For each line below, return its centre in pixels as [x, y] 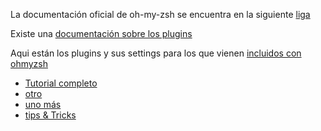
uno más [43, 104]
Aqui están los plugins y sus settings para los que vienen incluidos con [156, 53]
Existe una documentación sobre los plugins [101, 33]
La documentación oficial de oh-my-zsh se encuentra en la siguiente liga [160, 14]
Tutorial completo [61, 83]
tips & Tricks [50, 115]
